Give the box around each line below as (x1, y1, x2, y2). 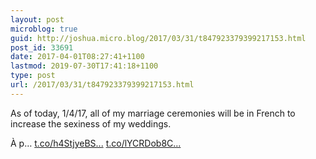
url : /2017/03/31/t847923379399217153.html (10, 80, 195, 90)
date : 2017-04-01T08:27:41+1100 (10, 52, 145, 62)
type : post (10, 71, 56, 81)
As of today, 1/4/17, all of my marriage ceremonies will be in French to (10, 107, 296, 119)
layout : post (10, 14, 65, 25)
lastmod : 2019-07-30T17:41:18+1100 (10, 61, 159, 71)
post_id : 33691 (10, 42, 74, 53)
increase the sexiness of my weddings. (10, 117, 172, 130)
